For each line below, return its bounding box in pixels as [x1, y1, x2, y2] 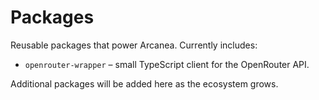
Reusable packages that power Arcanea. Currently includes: [10, 39, 258, 51]
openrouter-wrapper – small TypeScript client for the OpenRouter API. [24, 58, 310, 70]
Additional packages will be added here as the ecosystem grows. [10, 77, 279, 90]
